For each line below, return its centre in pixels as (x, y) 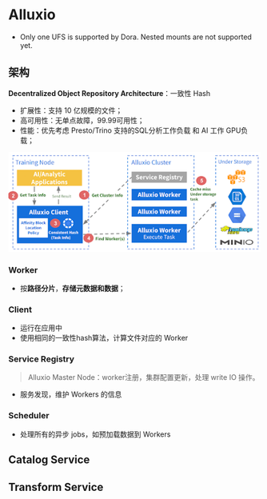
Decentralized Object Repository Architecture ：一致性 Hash (109, 93)
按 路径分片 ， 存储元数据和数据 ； (72, 288)
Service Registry (41, 359)
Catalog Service (49, 460)
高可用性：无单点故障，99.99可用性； (82, 120)
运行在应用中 (41, 328)
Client (20, 309)
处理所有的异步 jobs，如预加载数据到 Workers (95, 434)
